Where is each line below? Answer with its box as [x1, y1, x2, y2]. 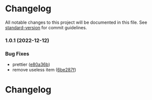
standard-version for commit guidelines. [5, 24, 87, 30]
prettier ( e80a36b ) [12, 61, 51, 67]
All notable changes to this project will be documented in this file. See [5, 19, 148, 25]
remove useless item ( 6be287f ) [12, 67, 77, 73]
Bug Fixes [5, 50, 30, 57]
